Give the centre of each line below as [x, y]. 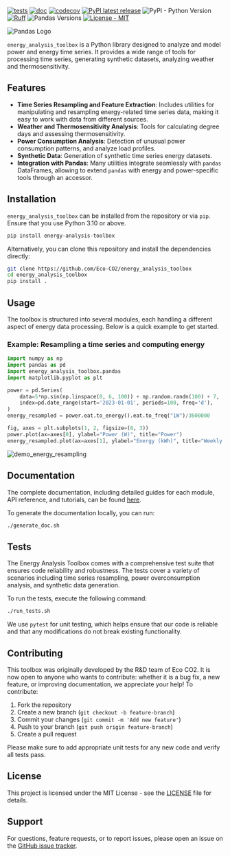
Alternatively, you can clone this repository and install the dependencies [109, 249]
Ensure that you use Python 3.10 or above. [67, 223]
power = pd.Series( [35, 390]
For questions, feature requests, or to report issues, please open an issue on [115, 838]
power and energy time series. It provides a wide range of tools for [102, 52]
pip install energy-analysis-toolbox [61, 236]
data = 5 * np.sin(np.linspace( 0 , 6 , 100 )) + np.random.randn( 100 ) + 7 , [119, 396]
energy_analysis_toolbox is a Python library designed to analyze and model [114, 44]
